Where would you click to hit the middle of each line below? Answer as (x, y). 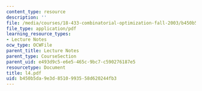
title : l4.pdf (24, 73)
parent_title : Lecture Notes (43, 51)
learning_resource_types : (38, 34)
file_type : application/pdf (41, 28)
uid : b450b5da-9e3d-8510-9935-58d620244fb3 (62, 78)
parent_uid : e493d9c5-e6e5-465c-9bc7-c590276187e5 (71, 62)
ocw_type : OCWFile (29, 45)
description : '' (26, 17)
